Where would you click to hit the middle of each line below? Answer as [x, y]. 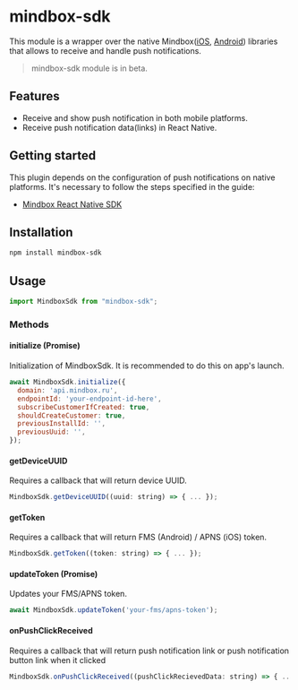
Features [34, 96]
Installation [41, 232]
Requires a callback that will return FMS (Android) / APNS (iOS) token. [138, 537]
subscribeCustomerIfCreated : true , [84, 407]
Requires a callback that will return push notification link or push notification [149, 651]
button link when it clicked [58, 660]
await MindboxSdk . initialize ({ [68, 383]
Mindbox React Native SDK [72, 204]
